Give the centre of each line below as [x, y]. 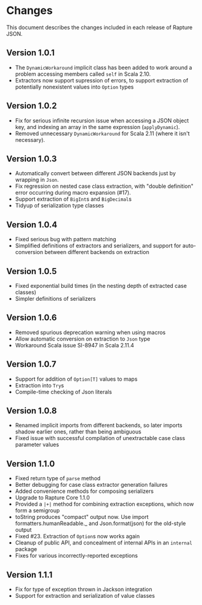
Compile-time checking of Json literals [63, 392]
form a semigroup [37, 510]
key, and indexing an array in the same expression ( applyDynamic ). [97, 127]
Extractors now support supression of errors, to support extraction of [102, 80]
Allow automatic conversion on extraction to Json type [82, 339]
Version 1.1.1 [29, 574]
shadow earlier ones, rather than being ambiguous [78, 432]
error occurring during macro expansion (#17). [73, 193]
